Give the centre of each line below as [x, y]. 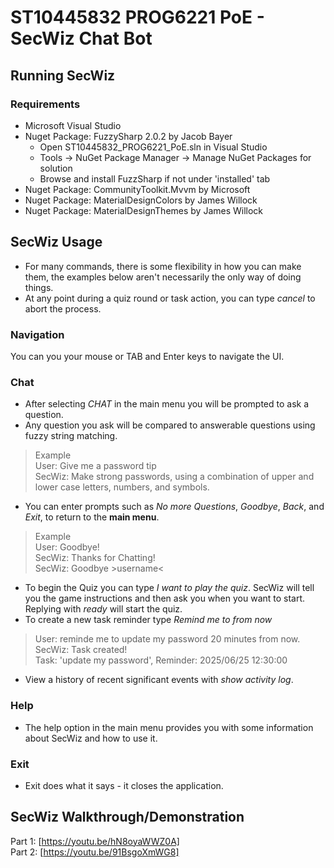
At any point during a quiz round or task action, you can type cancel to [170, 298]
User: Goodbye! [67, 547]
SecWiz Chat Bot [81, 38]
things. [39, 287]
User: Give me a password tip [95, 466]
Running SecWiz [63, 75]
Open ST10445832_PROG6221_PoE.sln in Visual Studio [153, 147]
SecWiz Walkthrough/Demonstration [127, 817]
